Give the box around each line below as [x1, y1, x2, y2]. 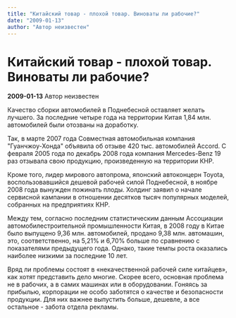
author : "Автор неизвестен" [7, 23, 90, 30]
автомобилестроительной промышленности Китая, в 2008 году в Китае [7, 221, 225, 230]
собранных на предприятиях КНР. [7, 200, 111, 209]
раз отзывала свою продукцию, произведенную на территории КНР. [7, 157, 215, 166]
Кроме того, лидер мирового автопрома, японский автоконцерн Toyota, [7, 171, 225, 179]
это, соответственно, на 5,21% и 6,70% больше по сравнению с [7, 237, 200, 245]
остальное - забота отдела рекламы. [7, 302, 119, 311]
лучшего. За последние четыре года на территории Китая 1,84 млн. [7, 114, 211, 122]
